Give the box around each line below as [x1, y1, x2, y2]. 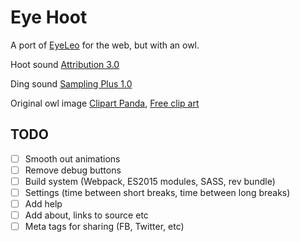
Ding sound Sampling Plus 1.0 [10, 77, 133, 90]
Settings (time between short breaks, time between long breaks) [24, 186, 291, 198]
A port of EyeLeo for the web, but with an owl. [10, 39, 200, 51]
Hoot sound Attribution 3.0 [10, 58, 120, 70]
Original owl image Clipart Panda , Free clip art [10, 97, 200, 109]
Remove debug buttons [24, 164, 122, 176]
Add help [24, 198, 63, 210]
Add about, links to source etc [24, 209, 149, 221]
